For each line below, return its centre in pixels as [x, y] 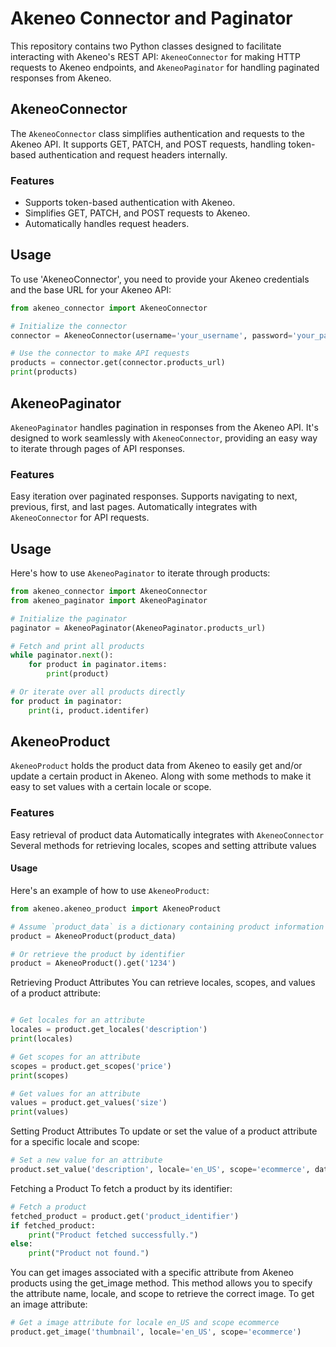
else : [21, 1244]
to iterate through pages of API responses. [98, 448]
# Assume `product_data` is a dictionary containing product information [167, 927]
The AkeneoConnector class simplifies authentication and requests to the [157, 133]
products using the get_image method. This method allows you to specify [161, 1283]
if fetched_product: [53, 1225]
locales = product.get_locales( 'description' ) [109, 1030]
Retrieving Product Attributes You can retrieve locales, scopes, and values [163, 983]
